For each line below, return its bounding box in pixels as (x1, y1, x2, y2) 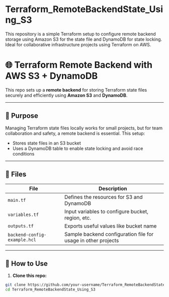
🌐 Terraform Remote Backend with (5, 59, 152, 71)
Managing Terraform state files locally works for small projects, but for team (5, 125, 163, 131)
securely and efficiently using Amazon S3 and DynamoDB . (5, 92, 128, 98)
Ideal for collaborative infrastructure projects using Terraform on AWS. (5, 41, 151, 47)
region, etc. (64, 214, 92, 221)
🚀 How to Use (5, 259, 48, 268)
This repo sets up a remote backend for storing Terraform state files (5, 87, 147, 93)
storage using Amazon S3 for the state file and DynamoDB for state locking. (5, 36, 162, 42)
